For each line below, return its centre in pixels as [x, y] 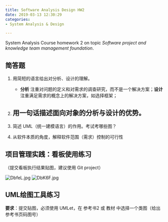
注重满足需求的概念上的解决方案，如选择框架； [69, 96]
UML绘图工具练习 [33, 195]
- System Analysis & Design [35, 24]
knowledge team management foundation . [50, 48]
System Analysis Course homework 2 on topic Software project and [76, 43]
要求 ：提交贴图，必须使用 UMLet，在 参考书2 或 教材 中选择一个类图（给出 [83, 208]
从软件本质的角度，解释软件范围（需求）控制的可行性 [68, 137]
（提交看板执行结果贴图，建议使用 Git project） [54, 167]
